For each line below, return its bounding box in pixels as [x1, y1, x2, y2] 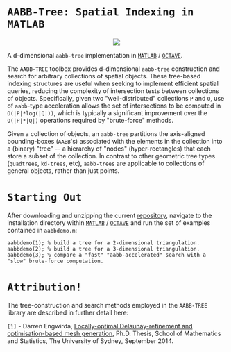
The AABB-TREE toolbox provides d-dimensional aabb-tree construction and [7, 65, 220, 73]
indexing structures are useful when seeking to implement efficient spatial [7, 79, 219, 87]
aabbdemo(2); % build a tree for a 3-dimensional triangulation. [7, 245, 200, 252]
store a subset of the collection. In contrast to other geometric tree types [7, 151, 216, 160]
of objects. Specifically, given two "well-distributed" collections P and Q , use [7, 94, 225, 102]
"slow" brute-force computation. [7, 258, 104, 265]
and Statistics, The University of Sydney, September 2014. [7, 336, 174, 345]
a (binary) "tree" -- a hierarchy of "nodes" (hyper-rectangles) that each [7, 144, 212, 153]
